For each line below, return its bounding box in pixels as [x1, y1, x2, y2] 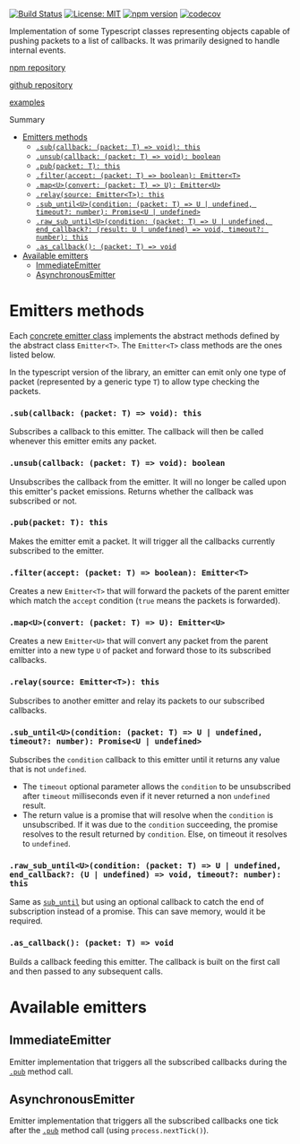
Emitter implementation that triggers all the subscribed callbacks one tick [9, 1115, 279, 1126]
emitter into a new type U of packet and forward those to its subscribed [9, 645, 271, 656]
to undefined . [21, 839, 72, 849]
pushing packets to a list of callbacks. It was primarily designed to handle [9, 36, 280, 46]
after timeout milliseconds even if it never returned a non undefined [21, 791, 270, 802]
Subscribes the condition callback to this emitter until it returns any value [9, 754, 280, 765]
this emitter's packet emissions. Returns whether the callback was [9, 486, 253, 496]
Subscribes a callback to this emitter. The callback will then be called [9, 426, 264, 437]
